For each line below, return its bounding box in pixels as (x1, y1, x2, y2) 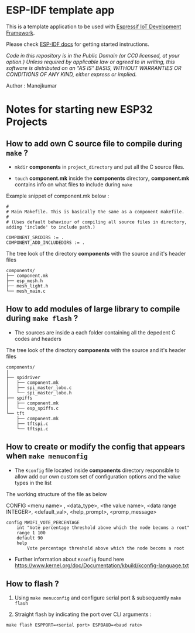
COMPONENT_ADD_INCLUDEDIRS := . (6, 239, 85, 246)
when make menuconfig (6, 451, 88, 461)
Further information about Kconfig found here (14, 555, 125, 562)
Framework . (6, 29, 35, 36)
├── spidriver (6, 374, 41, 380)
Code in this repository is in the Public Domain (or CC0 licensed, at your (6, 52, 180, 59)
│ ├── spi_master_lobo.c (6, 384, 72, 391)
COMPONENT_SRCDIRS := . (6, 235, 64, 240)
